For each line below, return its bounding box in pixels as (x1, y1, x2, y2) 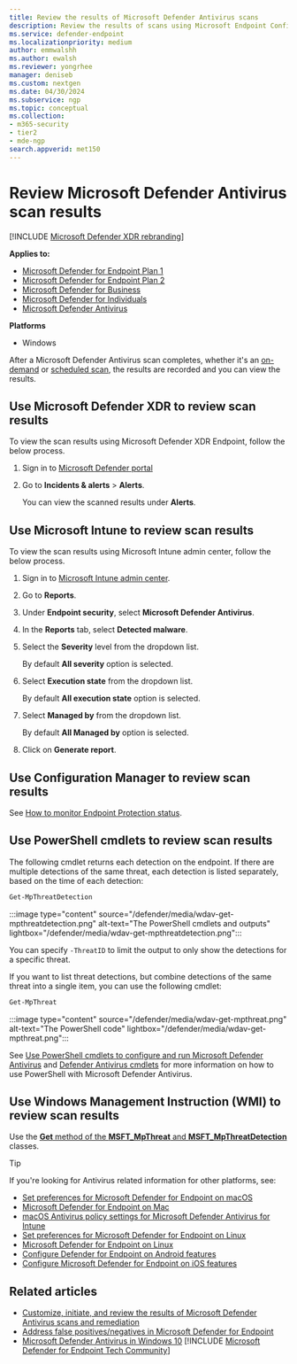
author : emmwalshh (9, 46, 77, 55)
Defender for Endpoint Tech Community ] (21, 1345, 171, 1356)
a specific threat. (9, 954, 71, 965)
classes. (9, 1141, 40, 1151)
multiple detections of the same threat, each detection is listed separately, (9, 865, 279, 877)
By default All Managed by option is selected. (21, 727, 189, 738)
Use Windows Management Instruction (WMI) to (9, 1094, 281, 1109)
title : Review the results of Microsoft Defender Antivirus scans (9, 12, 259, 22)
